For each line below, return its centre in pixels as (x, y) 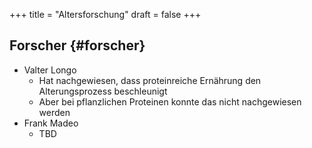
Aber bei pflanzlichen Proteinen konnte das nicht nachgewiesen (170, 101)
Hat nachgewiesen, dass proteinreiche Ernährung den (150, 80)
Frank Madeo (51, 123)
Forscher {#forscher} (77, 45)
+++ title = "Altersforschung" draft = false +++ (105, 14)
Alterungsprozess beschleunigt (103, 91)
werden (54, 112)
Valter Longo (50, 70)
